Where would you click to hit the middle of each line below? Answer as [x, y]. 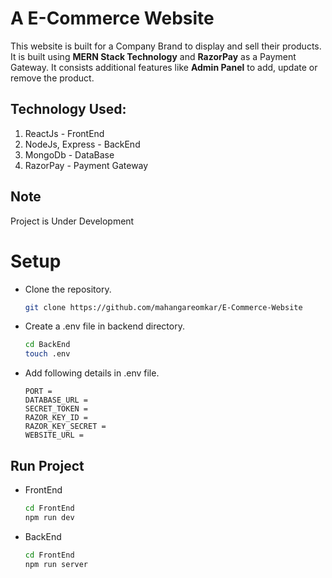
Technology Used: [68, 109]
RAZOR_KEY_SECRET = [65, 427]
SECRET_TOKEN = [56, 409]
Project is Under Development [72, 221]
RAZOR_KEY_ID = [56, 418]
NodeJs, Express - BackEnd [82, 144]
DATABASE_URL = [56, 400]
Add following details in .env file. [92, 373]
